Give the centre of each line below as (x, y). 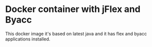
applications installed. (28, 39)
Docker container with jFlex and (73, 9)
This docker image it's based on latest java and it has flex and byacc (76, 33)
